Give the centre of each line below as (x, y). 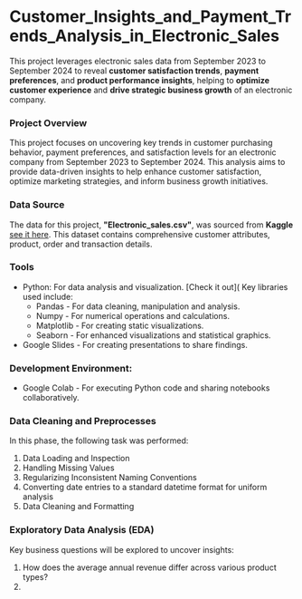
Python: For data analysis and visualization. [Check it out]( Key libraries (155, 286)
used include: (48, 296)
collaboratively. (51, 398)
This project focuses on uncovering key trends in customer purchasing (141, 143)
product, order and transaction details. (81, 244)
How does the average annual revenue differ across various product (150, 567)
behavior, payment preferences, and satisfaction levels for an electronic (143, 152)
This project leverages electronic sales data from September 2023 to (138, 61)
